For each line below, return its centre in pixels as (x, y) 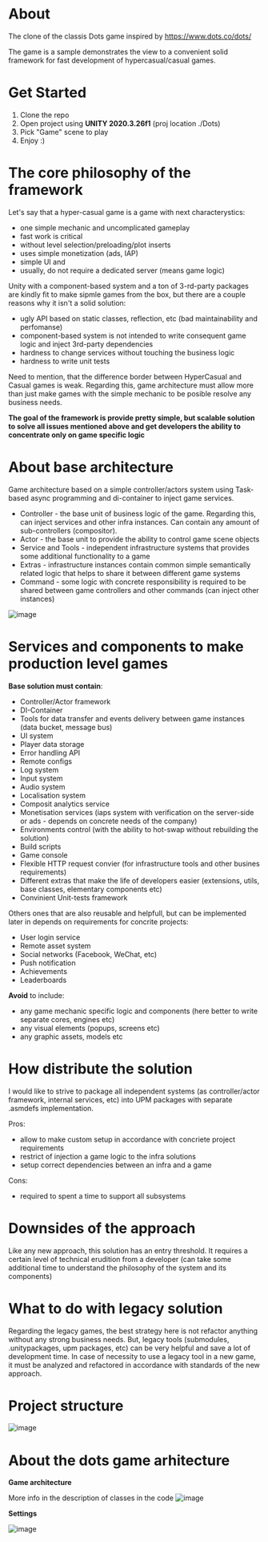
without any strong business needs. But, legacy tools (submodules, (119, 1339)
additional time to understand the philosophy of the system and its (117, 1268)
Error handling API (50, 753)
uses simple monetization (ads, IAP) (79, 253)
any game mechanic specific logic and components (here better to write (139, 1011)
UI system (36, 736)
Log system (39, 769)
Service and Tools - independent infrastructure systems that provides (134, 547)
